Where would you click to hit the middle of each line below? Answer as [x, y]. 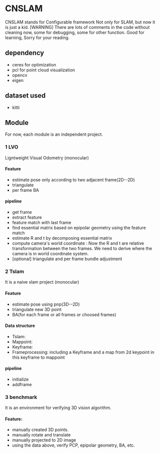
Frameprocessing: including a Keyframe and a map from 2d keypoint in [83, 352]
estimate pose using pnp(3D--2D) [46, 304]
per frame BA [26, 190]
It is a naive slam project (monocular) [42, 282]
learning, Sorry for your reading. [37, 38]
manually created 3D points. [40, 430]
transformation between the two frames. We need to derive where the [82, 248]
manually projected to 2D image [44, 440]
